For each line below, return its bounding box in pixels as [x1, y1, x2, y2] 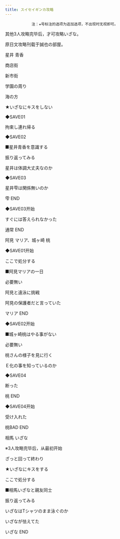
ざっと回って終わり [5, 455, 44, 461]
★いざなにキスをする [5, 466, 49, 472]
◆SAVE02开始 [5, 321, 35, 327]
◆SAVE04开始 [5, 403, 35, 409]
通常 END [5, 227, 25, 233]
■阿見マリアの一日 [5, 269, 44, 274]
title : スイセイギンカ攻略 [5, 7, 54, 12]
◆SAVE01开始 [5, 247, 34, 253]
